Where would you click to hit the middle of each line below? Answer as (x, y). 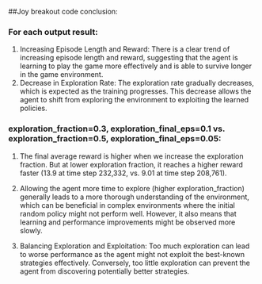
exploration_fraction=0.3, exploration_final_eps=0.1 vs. (117, 129)
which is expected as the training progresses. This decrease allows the (135, 91)
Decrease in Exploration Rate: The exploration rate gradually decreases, (137, 83)
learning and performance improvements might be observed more (127, 222)
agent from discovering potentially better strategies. (104, 271)
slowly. (31, 230)
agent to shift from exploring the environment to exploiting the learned (134, 100)
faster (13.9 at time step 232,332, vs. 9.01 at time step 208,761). (123, 173)
